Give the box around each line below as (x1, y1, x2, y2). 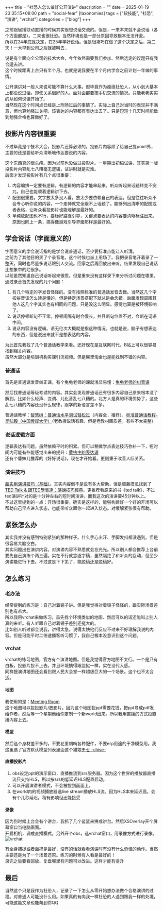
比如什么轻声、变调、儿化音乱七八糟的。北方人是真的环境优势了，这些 (17, 395, 158, 401)
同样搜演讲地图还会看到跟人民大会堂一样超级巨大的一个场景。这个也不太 (5, 669, 149, 674)
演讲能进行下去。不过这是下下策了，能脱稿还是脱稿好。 (5, 559, 115, 565)
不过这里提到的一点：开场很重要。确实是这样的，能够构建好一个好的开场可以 (5, 499, 158, 505)
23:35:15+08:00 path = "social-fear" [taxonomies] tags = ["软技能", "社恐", (5, 10, 154, 16)
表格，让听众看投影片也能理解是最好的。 (16, 206, 98, 212)
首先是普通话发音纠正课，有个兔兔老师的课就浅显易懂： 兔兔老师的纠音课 (5, 379, 149, 385)
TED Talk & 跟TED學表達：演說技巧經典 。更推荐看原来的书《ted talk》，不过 (5, 487, 155, 493)
